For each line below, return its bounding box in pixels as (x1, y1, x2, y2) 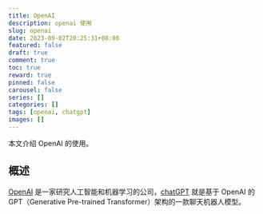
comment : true (8, 57, 56, 65)
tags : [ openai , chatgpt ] (8, 109, 91, 117)
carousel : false (8, 85, 62, 94)
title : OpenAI (8, 11, 56, 20)
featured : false (8, 42, 62, 50)
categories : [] (8, 101, 59, 109)
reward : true (8, 71, 52, 79)
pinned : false (8, 78, 56, 86)
